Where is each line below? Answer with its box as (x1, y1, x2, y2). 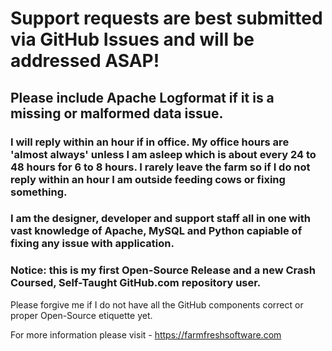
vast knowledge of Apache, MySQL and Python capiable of (10, 224, 303, 238)
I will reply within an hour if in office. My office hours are (10, 135, 290, 149)
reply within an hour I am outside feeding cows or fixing (10, 172, 286, 186)
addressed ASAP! (10, 50, 160, 72)
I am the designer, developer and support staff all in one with (10, 212, 311, 226)
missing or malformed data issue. (10, 105, 224, 122)
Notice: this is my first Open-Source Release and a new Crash (10, 263, 316, 277)
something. (10, 185, 68, 199)
